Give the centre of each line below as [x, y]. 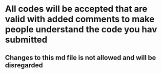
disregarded [24, 65]
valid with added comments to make [80, 19]
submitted [26, 40]
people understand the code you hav [81, 30]
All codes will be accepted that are [76, 9]
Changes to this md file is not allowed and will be [81, 57]
